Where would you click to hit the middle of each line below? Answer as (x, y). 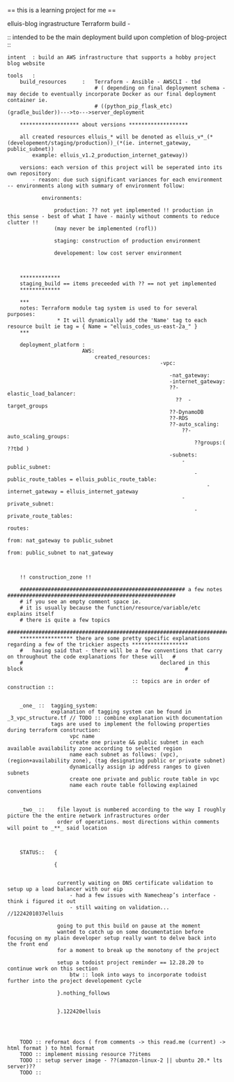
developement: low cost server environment (118, 253)
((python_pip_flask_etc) (136, 106)
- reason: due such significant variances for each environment (127, 180)
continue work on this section (53, 969)
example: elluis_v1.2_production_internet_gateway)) (110, 155)
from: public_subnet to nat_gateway (60, 553)
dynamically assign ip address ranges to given (140, 767)
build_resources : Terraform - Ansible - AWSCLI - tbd (110, 82)
